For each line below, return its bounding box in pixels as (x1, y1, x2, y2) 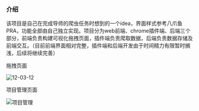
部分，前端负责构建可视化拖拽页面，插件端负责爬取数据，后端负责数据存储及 (6, 34, 193, 42)
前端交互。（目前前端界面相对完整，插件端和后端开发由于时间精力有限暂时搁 (6, 42, 191, 49)
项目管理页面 (6, 86, 37, 93)
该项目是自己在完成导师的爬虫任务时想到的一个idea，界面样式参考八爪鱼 (6, 20, 183, 27)
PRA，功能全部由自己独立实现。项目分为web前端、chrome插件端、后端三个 (6, 27, 191, 34)
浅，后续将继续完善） (6, 49, 58, 57)
